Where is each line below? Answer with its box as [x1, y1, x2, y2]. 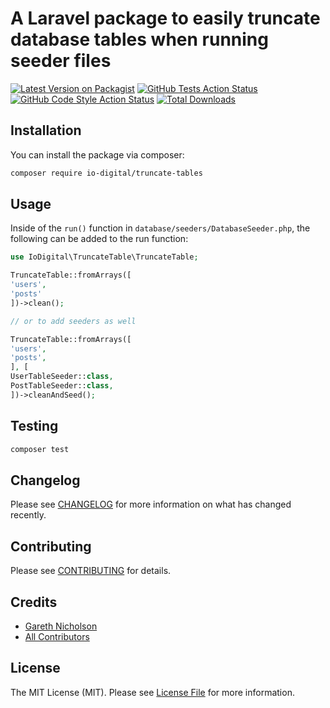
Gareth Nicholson [24, 620, 98, 632]
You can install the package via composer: [10, 148, 185, 161]
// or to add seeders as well [10, 316, 137, 326]
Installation [10, 122, 82, 139]
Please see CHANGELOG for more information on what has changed [10, 498, 292, 511]
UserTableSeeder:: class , [10, 372, 114, 382]
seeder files [10, 50, 112, 72]
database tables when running [10, 28, 269, 51]
